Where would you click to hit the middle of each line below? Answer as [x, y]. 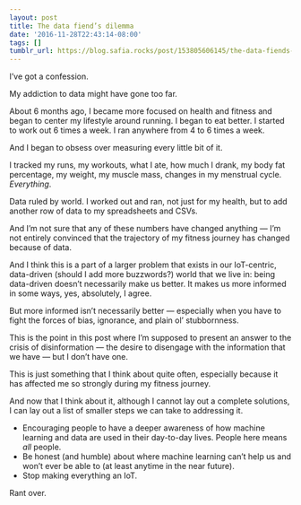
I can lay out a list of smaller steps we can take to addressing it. [126, 411]
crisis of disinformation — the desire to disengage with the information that [147, 347]
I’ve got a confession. [49, 76]
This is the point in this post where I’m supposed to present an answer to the [150, 338]
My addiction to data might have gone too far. [93, 94]
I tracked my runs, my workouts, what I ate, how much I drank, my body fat [147, 165]
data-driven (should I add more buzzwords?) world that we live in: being [142, 274]
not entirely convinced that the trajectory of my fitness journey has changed [150, 238]
